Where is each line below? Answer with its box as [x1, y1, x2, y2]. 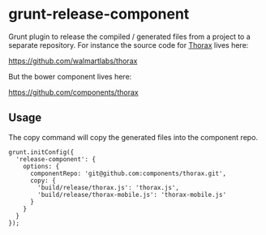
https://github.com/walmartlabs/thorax [8, 56, 138, 66]
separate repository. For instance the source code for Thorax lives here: [8, 40, 249, 49]
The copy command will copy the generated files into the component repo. [8, 132, 258, 142]
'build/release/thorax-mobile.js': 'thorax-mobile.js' [37, 190, 227, 199]
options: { [23, 162, 60, 170]
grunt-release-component [8, 5, 190, 23]
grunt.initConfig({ [8, 147, 75, 156]
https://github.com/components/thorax [8, 87, 139, 97]
